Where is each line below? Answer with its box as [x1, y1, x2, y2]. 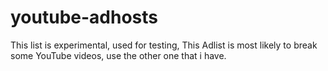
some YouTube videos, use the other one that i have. [10, 49, 227, 61]
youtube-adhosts [10, 6, 158, 29]
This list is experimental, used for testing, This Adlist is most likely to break [10, 39, 318, 51]
